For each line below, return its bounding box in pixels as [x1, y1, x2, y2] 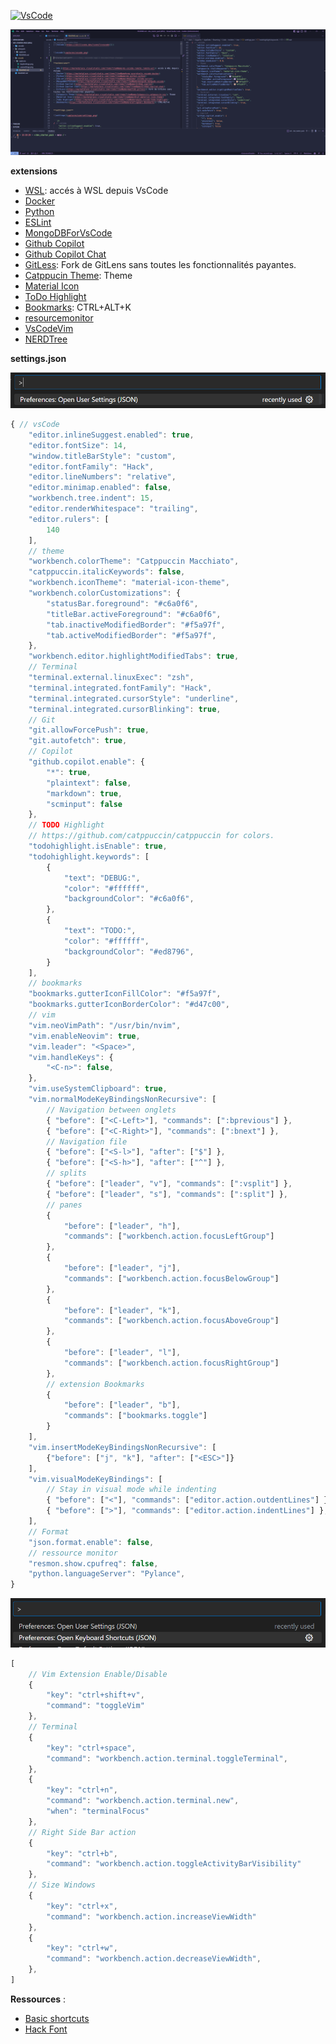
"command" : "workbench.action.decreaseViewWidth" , [46, 1954, 262, 1964]
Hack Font [24, 2023, 68, 2035]
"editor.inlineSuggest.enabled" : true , [28, 430, 195, 440]
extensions [10, 165, 58, 177]
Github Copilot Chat [24, 248, 107, 260]
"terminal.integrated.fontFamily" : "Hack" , [28, 683, 213, 693]
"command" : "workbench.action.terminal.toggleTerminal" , [46, 1753, 288, 1764]
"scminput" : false [46, 799, 123, 809]
